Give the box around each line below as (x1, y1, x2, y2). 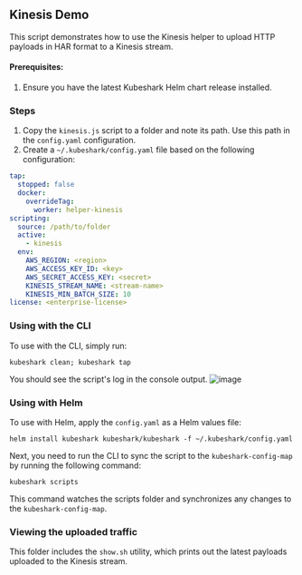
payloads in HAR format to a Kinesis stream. (9, 41, 174, 52)
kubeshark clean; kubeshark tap (9, 357, 131, 366)
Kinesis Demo (9, 7, 90, 23)
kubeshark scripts (9, 477, 79, 486)
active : (17, 230, 47, 239)
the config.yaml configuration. (22, 135, 137, 146)
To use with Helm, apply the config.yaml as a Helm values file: (9, 416, 241, 427)
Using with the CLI (9, 319, 92, 332)
